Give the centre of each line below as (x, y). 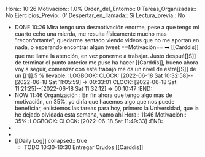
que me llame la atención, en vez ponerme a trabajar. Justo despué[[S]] (105, 56)
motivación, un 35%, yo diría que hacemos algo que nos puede (95, 101)
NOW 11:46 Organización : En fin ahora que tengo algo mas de (93, 95)
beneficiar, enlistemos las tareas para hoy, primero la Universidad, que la (106, 108)
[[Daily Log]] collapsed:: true (51, 141)
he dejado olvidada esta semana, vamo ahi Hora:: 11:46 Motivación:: (100, 115)
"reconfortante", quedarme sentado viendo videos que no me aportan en (107, 40)
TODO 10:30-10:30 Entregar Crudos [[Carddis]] (83, 147)
